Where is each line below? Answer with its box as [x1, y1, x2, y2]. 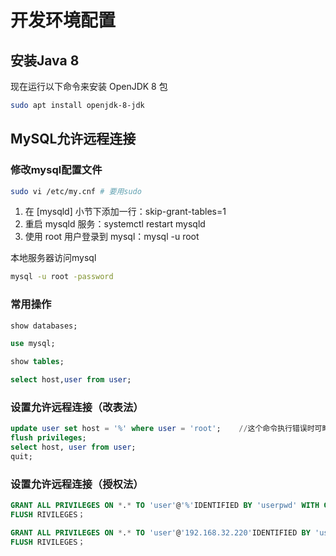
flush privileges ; [10, 433, 87, 443]
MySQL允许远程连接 [10, 131, 137, 148]
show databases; [10, 321, 78, 331]
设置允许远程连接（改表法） [10, 401, 144, 415]
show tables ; [10, 357, 65, 367]
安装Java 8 [10, 52, 80, 69]
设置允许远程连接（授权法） [10, 477, 144, 491]
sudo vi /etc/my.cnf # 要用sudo [10, 186, 142, 196]
